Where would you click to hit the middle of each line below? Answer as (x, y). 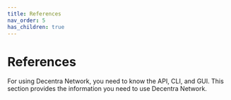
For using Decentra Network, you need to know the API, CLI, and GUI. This (115, 81)
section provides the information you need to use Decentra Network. (107, 89)
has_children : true (36, 27)
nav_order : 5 (26, 20)
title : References (34, 14)
